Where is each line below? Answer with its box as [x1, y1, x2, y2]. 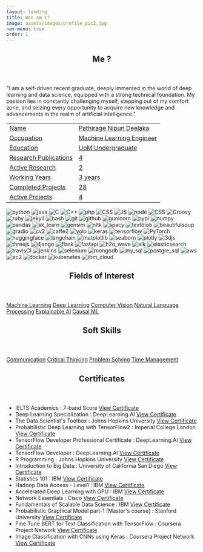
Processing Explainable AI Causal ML [6, 307, 99, 315]
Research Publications [9, 153, 73, 162]
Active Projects [9, 192, 53, 201]
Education [9, 143, 38, 152]
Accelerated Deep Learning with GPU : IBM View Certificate [15, 488, 165, 495]
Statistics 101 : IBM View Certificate [15, 475, 103, 482]
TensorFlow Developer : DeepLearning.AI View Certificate [15, 449, 159, 456]
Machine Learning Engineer [78, 134, 158, 142]
